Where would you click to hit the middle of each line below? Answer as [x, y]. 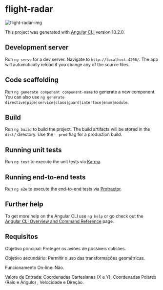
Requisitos [21, 237]
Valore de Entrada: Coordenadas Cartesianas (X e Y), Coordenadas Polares [81, 277]
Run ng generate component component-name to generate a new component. [81, 92]
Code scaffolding [32, 80]
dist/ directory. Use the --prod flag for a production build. [63, 134]
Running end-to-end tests [45, 177]
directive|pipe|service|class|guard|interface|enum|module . [67, 102]
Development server [37, 48]
